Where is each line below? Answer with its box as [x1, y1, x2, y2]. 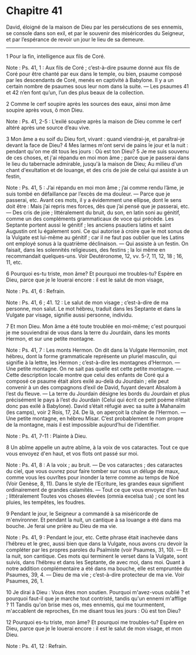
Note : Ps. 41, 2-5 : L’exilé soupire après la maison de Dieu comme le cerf [6, 118, 182, 125]
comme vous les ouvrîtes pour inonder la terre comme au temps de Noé [6, 474, 179, 481]
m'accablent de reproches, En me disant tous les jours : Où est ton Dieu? [6, 607, 181, 614]
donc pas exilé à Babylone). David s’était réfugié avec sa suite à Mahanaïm [6, 402, 185, 409]
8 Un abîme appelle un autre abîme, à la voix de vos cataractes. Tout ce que [6, 444, 188, 451]
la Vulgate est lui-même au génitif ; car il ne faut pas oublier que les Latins [6, 234, 185, 241]
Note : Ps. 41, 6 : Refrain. [6, 287, 65, 294]
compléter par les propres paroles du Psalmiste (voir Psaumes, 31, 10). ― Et [6, 546, 188, 553]
